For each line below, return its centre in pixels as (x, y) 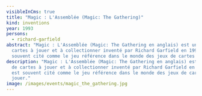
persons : (17, 34)
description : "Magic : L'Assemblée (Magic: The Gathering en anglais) (96, 61)
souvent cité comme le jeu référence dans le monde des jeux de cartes (103, 56)
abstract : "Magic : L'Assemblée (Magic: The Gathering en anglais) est (98, 45)
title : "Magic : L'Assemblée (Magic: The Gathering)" (75, 17)
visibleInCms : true (31, 12)
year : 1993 (20, 28)
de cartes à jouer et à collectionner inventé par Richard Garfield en (103, 67)
